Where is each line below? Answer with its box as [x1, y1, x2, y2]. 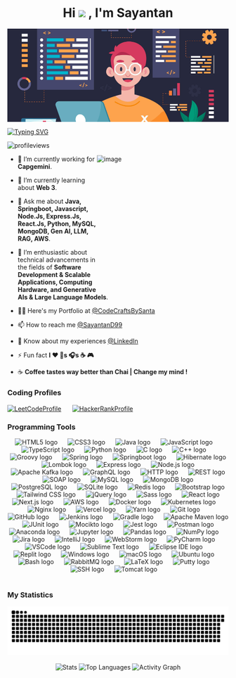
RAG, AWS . [17, 234, 51, 243]
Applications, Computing [17, 278, 93, 286]
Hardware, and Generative [17, 285, 96, 293]
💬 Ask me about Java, [17, 197, 82, 205]
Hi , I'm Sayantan [63, 5, 173, 21]
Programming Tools [7, 422, 76, 432]
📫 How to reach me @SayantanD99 [17, 320, 123, 328]
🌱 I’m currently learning [17, 176, 86, 184]
